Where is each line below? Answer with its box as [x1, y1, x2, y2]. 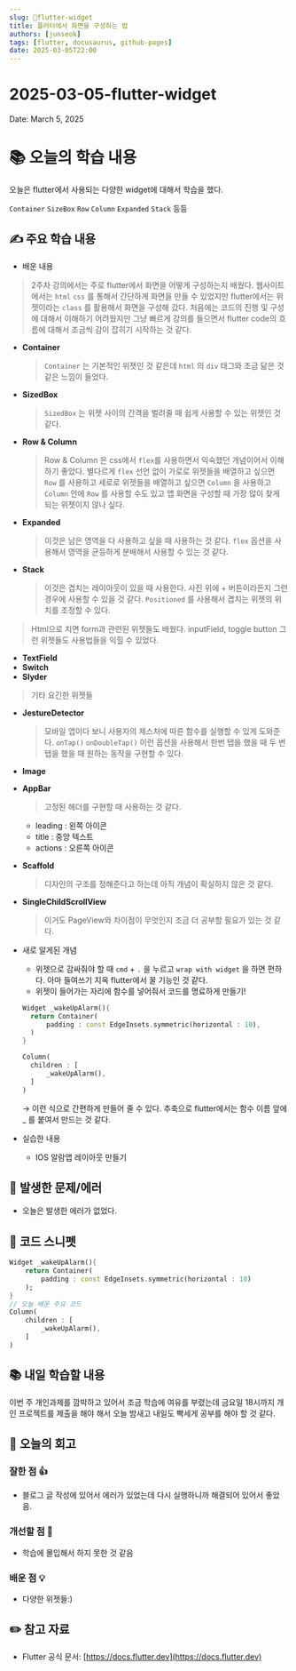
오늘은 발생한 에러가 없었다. [21, 1205, 118, 1216]
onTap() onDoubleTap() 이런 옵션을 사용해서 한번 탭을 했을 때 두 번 [56, 737, 286, 748]
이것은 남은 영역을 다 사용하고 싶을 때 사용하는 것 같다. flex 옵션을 [43, 535, 273, 546]
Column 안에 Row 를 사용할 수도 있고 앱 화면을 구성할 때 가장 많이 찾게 [43, 488, 281, 499]
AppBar [21, 783, 51, 794]
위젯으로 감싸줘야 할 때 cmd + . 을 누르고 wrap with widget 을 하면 [35, 963, 266, 974]
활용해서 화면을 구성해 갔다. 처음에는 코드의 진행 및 [92, 301, 269, 312]
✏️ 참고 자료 [9, 1622, 70, 1637]
